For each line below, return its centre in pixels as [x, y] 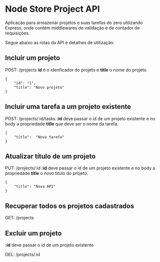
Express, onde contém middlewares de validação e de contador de [73, 27]
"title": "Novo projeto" [39, 87]
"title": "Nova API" [35, 187]
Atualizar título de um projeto [50, 156]
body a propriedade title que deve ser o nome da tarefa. [62, 124]
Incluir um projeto [33, 58]
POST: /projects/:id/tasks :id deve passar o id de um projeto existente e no [80, 118]
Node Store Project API [53, 9]
